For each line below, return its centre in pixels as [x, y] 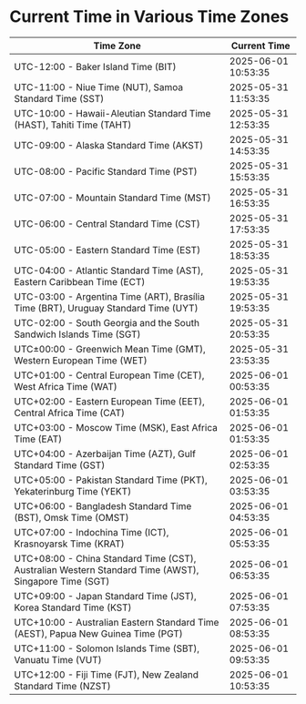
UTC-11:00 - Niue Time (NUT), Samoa [99, 87]
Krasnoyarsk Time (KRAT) [69, 544]
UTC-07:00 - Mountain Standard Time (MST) [112, 198]
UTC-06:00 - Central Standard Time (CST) [107, 223]
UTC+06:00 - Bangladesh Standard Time [103, 505]
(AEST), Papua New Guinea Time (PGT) [99, 633]
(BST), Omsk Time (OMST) [71, 517]
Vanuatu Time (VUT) [58, 659]
